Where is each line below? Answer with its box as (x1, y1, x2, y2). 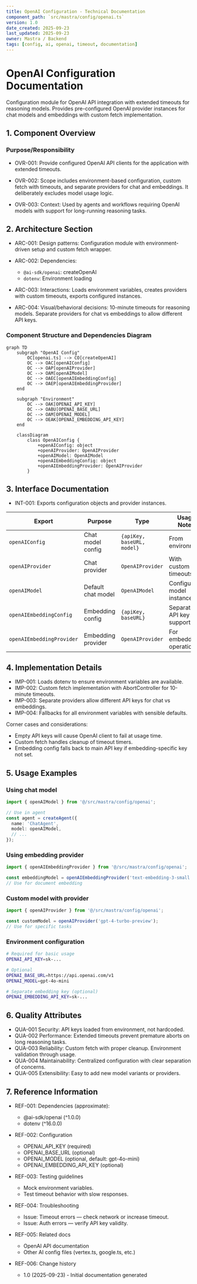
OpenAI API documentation (23, 1242, 90, 1249)
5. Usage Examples (6, 768, 77, 778)
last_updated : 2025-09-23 (6, 31, 69, 36)
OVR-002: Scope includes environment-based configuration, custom (14, 177, 181, 184)
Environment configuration (6, 938, 85, 946)
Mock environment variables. (23, 1184, 94, 1191)
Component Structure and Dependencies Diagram (6, 331, 152, 339)
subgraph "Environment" (16, 396, 75, 402)
